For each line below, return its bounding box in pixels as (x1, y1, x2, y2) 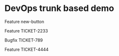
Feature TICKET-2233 (4, 28, 48, 34)
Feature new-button (4, 19, 45, 24)
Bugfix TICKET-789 (4, 37, 43, 43)
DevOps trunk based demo (4, 3, 114, 14)
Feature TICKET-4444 (4, 46, 49, 52)
